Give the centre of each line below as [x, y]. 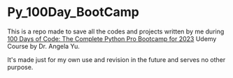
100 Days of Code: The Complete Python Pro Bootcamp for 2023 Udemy [112, 38]
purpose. [20, 67]
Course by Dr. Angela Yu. [44, 46]
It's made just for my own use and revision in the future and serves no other [116, 59]
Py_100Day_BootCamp [73, 12]
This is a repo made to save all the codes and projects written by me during [116, 31]
